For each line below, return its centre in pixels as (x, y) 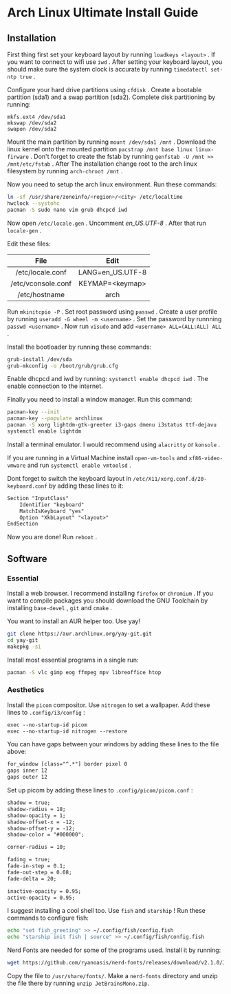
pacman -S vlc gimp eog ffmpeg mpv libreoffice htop (84, 672)
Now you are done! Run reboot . (52, 537)
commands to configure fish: (48, 918)
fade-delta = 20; (32, 878)
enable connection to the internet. (55, 386)
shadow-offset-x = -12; (41, 822)
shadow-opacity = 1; (37, 815)
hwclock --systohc (33, 203)
